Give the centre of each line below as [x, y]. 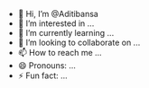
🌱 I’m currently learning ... [66, 33]
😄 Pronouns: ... [47, 66]
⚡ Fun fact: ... [42, 75]
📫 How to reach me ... [60, 53]
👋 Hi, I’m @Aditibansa [58, 14]
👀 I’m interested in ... [56, 23]
